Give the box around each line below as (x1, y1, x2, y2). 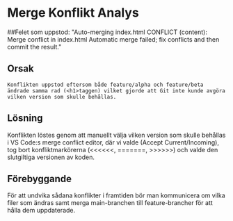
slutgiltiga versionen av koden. (7, 153, 95, 161)
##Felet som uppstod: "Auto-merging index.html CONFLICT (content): (7, 28, 207, 36)
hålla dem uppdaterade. (7, 206, 76, 215)
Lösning (7, 113, 43, 124)
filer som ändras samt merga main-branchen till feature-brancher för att (7, 199, 214, 207)
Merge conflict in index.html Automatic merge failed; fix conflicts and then (7, 35, 220, 43)
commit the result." (7, 42, 62, 51)
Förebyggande (7, 172, 72, 185)
